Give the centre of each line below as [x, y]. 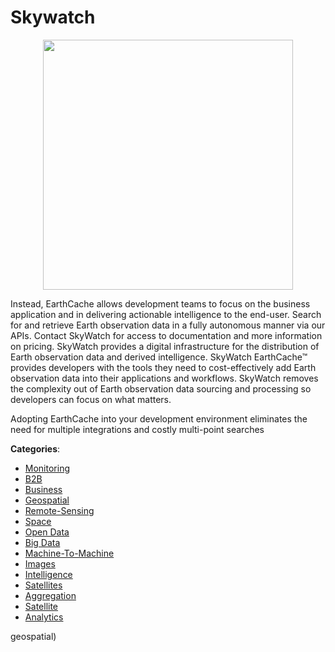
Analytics [44, 617]
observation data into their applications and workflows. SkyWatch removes [164, 378]
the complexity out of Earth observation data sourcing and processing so [161, 388]
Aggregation [50, 595]
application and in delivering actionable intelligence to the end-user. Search [166, 314]
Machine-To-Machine [69, 553]
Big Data [42, 542]
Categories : [35, 448]
